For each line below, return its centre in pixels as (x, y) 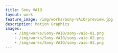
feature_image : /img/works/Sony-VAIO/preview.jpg (59, 19)
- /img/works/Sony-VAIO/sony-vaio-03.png (59, 43)
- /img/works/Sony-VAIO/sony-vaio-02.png (59, 38)
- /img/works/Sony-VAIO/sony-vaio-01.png (59, 33)
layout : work (19, 15)
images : (14, 29)
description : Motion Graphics (38, 24)
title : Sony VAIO (24, 10)
